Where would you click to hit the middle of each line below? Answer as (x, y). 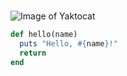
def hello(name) (44, 35)
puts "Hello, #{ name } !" (68, 44)
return (33, 53)
